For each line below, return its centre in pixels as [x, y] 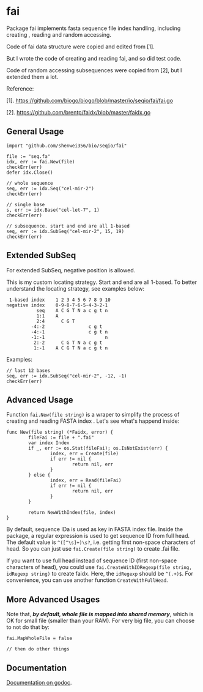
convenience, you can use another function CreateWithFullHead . [87, 580]
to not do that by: [28, 627]
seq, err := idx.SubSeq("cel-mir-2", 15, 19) [65, 231]
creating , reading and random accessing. [59, 34]
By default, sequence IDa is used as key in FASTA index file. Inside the [95, 529]
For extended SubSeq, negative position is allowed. [71, 270]
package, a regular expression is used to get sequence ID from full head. [98, 536]
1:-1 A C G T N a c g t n [71, 348]
